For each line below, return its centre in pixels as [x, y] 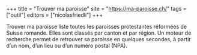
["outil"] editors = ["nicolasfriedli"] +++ [55, 15]
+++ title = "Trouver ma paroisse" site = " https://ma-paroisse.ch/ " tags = [97, 9]
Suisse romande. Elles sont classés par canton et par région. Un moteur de [99, 33]
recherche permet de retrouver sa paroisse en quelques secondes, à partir [98, 39]
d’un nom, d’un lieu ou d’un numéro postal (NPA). [67, 45]
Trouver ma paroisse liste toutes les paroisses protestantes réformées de [97, 27]
